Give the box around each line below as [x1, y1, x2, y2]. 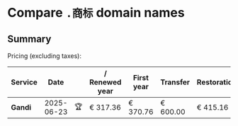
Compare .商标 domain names [7, 5, 186, 21]
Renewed [89, 77, 122, 87]
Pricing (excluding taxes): [7, 52, 82, 60]
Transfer [160, 77, 190, 87]
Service [11, 77, 38, 87]
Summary [7, 33, 52, 45]
